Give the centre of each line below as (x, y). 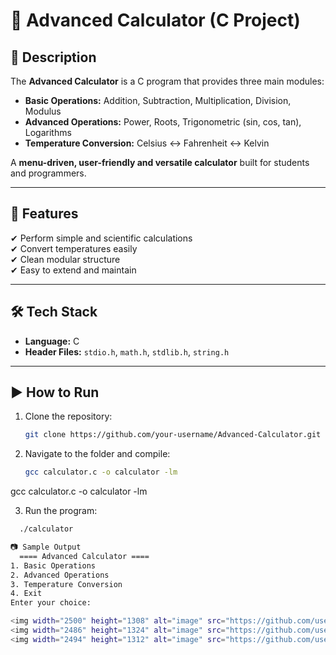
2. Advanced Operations (60, 575)
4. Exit (26, 594)
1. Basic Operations (53, 565)
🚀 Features (44, 214)
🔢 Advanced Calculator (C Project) (155, 20)
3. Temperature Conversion (66, 584)
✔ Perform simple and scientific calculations (101, 238)
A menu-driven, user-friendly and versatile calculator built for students (160, 162)
